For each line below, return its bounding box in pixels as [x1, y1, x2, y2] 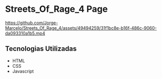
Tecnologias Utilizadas [5, 44, 77, 53]
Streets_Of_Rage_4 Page [5, 3, 108, 15]
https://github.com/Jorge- [5, 20, 58, 26]
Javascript [12, 68, 34, 74]
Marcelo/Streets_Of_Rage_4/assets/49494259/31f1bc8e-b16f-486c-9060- [5, 25, 157, 31]
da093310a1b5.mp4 [5, 30, 45, 36]
